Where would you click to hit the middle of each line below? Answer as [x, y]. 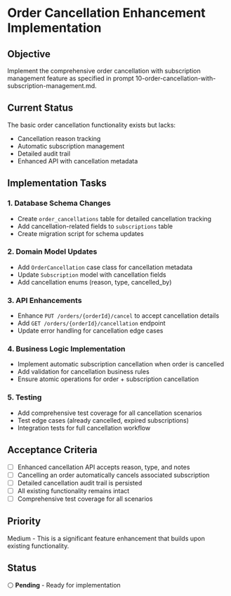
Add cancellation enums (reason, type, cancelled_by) [94, 282]
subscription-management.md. [52, 86]
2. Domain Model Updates [52, 252]
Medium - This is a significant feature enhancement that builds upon [106, 538]
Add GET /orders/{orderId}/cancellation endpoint [92, 323]
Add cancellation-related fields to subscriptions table [95, 226]
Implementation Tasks [57, 184]
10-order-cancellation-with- [176, 78]
